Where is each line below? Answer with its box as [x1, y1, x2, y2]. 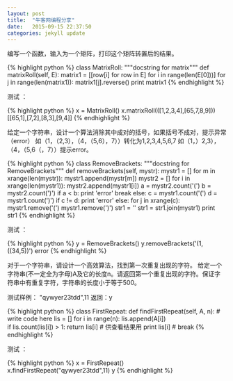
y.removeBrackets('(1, [140, 239, 204, 248]
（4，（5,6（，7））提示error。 [7, 145, 93, 154]
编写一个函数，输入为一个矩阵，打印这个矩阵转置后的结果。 [7, 49, 178, 58]
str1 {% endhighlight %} [7, 211, 75, 220]
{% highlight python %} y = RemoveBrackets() [7, 239, 140, 248]
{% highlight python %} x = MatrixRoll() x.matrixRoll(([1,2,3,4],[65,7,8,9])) [7, 106, 216, 115]
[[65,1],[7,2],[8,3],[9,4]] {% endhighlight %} [7, 114, 131, 122]
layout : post [7, 10, 45, 17]
